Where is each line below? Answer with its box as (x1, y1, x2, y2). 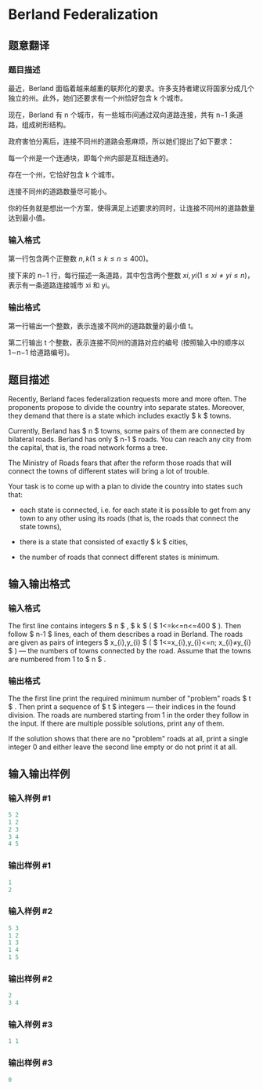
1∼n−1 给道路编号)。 (8, 348, 74, 357)
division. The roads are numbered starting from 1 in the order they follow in (8, 711, 249, 720)
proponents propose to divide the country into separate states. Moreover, (8, 403, 245, 412)
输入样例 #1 (8, 792, 51, 803)
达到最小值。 (8, 213, 49, 222)
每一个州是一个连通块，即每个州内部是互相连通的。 (8, 153, 173, 163)
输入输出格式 (8, 577, 70, 591)
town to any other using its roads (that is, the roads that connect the (19, 514, 239, 523)
